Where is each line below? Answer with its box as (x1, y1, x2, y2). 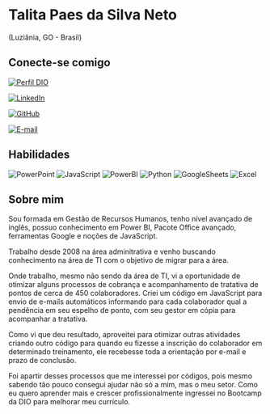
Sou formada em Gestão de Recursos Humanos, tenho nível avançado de (8, 214, 253, 224)
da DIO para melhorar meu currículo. (8, 397, 131, 407)
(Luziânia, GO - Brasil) (8, 32, 82, 42)
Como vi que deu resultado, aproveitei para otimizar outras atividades (8, 330, 241, 340)
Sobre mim (8, 192, 65, 206)
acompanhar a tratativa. (8, 314, 88, 324)
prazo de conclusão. (8, 356, 77, 365)
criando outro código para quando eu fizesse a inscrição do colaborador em (8, 338, 263, 349)
